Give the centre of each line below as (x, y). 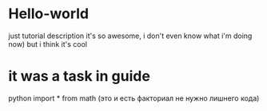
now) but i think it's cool (48, 44)
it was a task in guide (79, 77)
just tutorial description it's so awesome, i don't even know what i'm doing (130, 36)
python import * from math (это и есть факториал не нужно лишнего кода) (134, 98)
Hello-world (49, 14)
